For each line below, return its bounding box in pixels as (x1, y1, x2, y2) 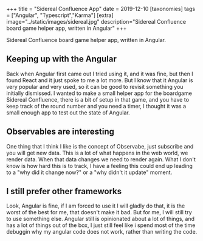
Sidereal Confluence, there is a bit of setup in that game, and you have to (6, 96, 190, 103)
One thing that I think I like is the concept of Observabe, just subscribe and (6, 142, 194, 150)
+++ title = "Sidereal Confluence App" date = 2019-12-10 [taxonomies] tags (6, 5, 196, 12)
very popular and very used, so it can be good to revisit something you (6, 83, 184, 90)
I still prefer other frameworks (6, 186, 122, 197)
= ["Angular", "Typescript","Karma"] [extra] (6, 12, 114, 19)
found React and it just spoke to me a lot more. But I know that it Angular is (6, 76, 193, 84)
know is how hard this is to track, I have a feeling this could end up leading (6, 162, 193, 169)
